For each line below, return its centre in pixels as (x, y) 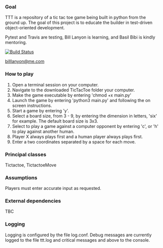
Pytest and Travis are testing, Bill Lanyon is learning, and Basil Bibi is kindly (80, 37)
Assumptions (21, 178)
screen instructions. (32, 105)
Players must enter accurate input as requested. (53, 188)
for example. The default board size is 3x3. (55, 121)
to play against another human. (43, 131)
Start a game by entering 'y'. (40, 110)
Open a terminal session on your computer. (55, 84)
